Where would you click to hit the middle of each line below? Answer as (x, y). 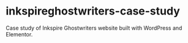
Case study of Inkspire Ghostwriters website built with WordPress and (94, 28)
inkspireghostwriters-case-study (93, 11)
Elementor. (19, 34)
